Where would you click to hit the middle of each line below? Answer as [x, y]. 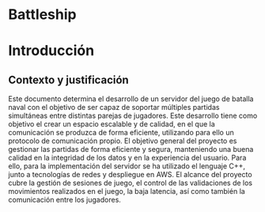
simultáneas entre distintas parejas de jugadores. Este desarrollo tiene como [133, 115]
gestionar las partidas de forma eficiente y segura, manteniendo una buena [131, 150]
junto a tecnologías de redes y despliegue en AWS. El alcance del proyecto [130, 175]
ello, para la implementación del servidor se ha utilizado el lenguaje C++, [127, 166]
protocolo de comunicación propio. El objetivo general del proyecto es [123, 141]
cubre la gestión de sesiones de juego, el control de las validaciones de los [131, 183]
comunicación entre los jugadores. [64, 200]
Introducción [51, 51]
